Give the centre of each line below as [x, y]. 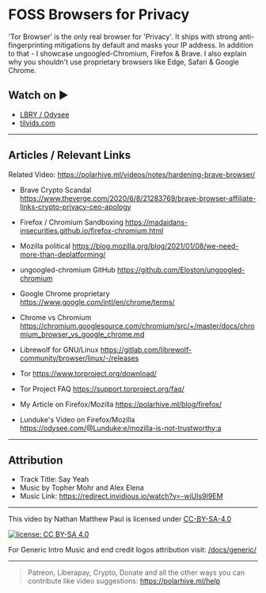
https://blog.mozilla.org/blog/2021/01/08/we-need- [156, 246]
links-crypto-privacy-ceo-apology [76, 206]
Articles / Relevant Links [70, 155]
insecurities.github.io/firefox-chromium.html [91, 230]
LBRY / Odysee [44, 114]
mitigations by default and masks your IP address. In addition [154, 44]
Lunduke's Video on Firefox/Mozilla [77, 419]
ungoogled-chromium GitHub [68, 270]
